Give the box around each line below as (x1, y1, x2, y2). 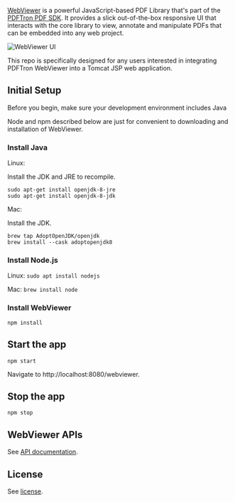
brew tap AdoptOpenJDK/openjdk (7, 233, 100, 240)
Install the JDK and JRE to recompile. (7, 172, 116, 181)
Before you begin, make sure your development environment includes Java (7, 103, 227, 112)
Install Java (7, 142, 48, 152)
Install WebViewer (7, 303, 72, 313)
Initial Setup (7, 85, 62, 97)
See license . (7, 487, 44, 496)
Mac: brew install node (7, 285, 78, 294)
